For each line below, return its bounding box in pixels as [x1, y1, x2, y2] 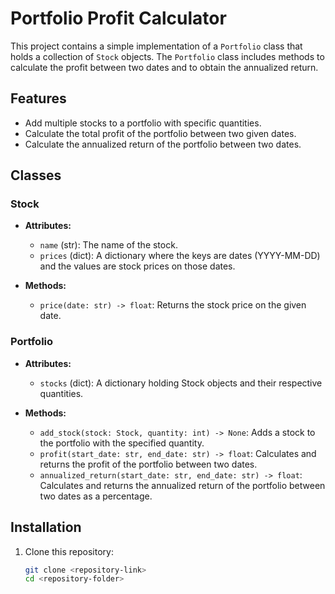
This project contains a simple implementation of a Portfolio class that [10, 40, 303, 52]
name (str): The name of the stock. [39, 239, 178, 251]
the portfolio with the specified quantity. [39, 437, 205, 449]
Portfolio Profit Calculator [10, 7, 227, 30]
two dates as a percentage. [39, 490, 153, 502]
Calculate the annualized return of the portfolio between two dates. [24, 138, 302, 150]
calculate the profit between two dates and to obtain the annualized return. [10, 61, 319, 73]
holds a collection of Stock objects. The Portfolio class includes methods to [10, 50, 325, 62]
